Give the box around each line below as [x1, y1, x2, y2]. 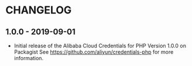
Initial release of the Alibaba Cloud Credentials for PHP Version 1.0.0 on [14, 42, 186, 49]
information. [14, 55, 43, 61]
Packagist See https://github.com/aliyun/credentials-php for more [14, 48, 174, 55]
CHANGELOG [5, 4, 72, 17]
